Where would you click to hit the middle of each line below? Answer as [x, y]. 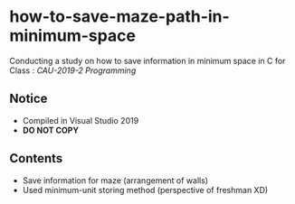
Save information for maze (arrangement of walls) [115, 180]
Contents [36, 158]
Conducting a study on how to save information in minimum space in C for [147, 60]
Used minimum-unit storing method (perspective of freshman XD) [145, 190]
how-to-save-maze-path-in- [120, 17]
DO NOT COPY [51, 130]
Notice [29, 99]
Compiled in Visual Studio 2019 [81, 120]
